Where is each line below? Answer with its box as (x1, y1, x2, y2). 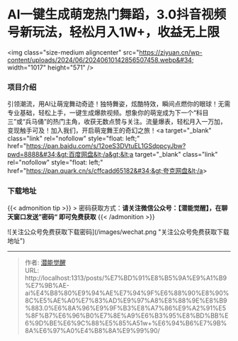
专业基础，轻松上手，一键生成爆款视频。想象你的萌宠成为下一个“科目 (7, 108, 209, 117)
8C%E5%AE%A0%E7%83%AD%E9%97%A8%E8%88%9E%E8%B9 (24, 296, 227, 305)
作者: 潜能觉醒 (24, 258, 66, 267)
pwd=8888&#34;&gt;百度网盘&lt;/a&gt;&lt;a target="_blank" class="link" (7, 150, 218, 159)
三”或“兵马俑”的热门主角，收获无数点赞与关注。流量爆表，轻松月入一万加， (7, 118, 227, 126)
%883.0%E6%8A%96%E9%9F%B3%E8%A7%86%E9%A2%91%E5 (24, 303, 227, 312)
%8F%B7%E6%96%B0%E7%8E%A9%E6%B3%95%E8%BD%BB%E (24, 311, 229, 320)
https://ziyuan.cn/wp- (139, 47, 203, 57)
